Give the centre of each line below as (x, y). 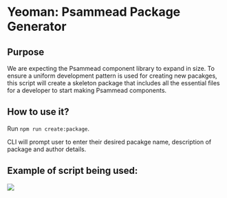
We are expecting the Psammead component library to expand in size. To (111, 68)
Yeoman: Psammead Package (94, 12)
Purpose (26, 52)
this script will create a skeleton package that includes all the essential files (113, 83)
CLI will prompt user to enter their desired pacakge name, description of (109, 142)
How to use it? (38, 112)
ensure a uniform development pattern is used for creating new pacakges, (112, 76)
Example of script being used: (73, 171)
